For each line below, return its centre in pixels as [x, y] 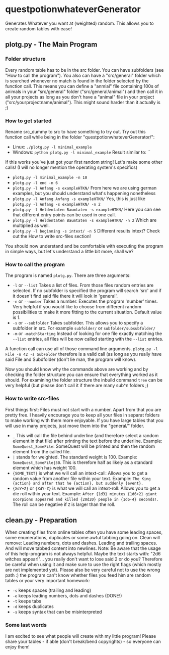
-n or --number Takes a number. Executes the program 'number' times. [85, 301]
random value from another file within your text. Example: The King [81, 478]
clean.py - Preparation [41, 520]
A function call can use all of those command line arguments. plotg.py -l [82, 349]
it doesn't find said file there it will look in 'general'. [65, 296]
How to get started [28, 121]
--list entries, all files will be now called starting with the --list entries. [88, 339]
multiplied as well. [31, 225]
